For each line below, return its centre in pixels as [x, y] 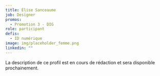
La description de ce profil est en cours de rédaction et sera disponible [80, 62]
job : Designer [21, 15]
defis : [12, 34]
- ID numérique [26, 39]
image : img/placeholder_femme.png [42, 43]
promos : [14, 19]
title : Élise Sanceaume [31, 10]
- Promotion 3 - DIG [32, 24]
